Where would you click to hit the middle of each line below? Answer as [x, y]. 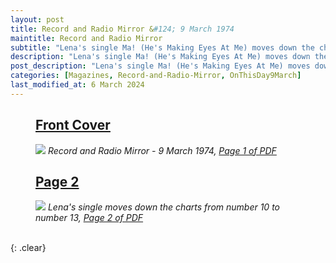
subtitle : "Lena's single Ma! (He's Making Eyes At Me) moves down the [162, 47]
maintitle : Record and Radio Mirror [86, 38]
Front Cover [73, 125]
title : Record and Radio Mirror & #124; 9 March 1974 [122, 29]
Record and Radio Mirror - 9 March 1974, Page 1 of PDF [162, 150]
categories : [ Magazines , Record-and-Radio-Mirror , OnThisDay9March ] [156, 76]
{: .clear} [28, 248]
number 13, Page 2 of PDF [89, 218]
